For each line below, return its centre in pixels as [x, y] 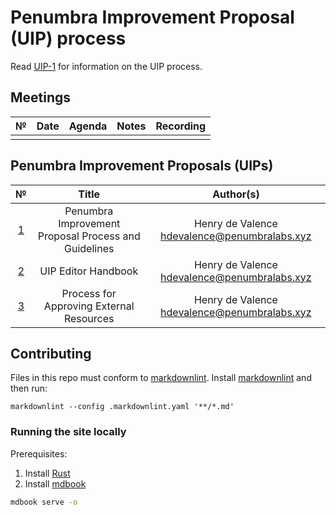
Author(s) [236, 194]
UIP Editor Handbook [89, 271]
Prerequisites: [39, 453]
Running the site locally [68, 432]
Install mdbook [55, 483]
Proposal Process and [89, 236]
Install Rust [47, 473]
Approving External [89, 306]
